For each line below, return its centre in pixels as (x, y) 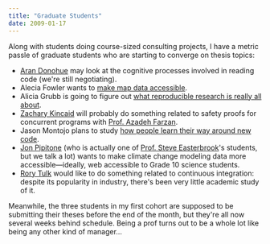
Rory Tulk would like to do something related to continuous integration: (137, 173)
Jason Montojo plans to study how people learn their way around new (135, 130)
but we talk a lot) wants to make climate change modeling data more (133, 156)
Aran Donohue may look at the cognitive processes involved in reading (137, 70)
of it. (28, 190)
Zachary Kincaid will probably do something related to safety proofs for (138, 113)
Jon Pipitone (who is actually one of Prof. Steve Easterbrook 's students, (139, 147)
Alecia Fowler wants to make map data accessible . (103, 87)
